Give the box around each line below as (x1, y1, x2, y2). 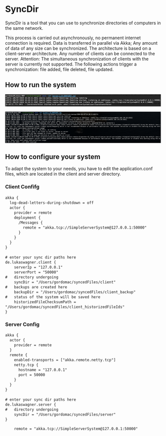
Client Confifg (5, 184, 40, 190)
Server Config (5, 321, 40, 328)
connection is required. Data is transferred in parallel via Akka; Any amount (5, 40, 158, 46)
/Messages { (18, 220, 43, 225)
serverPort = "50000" (14, 269, 58, 275)
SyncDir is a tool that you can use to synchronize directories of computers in (5, 20, 161, 26)
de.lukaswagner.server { (5, 402, 56, 407)
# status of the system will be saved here (5, 294, 100, 300)
